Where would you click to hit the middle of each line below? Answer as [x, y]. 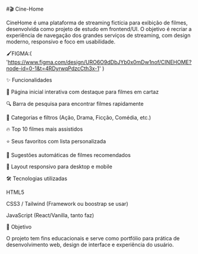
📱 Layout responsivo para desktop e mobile [59, 167]
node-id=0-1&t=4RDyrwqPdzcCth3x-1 [53, 68]
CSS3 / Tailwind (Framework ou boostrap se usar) [67, 204]
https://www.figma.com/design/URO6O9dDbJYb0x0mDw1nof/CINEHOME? [100, 62]
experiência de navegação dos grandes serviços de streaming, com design [98, 35]
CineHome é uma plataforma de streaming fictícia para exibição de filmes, [97, 23]
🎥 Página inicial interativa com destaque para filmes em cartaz [83, 92]
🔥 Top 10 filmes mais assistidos [45, 129]
